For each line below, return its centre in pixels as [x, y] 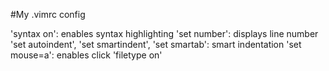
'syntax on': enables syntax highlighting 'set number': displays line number [164, 33]
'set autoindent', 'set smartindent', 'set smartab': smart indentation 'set [156, 44]
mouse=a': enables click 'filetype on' [86, 55]
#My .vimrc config [48, 14]
